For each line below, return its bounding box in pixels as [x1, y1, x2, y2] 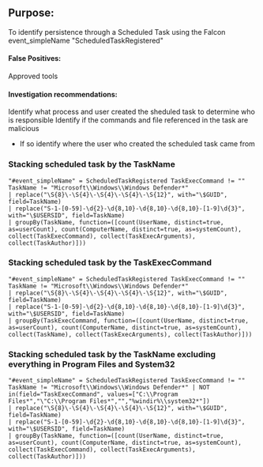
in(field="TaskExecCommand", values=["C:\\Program [8, 390, 178, 398]
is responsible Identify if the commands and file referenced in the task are [8, 115, 249, 125]
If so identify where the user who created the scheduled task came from [19, 139, 255, 149]
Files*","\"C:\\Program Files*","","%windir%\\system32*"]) [8, 397, 211, 405]
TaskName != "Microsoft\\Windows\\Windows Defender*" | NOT [8, 383, 211, 392]
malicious [8, 124, 39, 134]
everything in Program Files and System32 [8, 359, 175, 370]
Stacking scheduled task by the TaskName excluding [8, 348, 216, 360]
